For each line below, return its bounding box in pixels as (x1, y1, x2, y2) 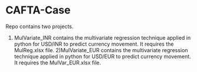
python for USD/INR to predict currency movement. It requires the (14, 40, 174, 47)
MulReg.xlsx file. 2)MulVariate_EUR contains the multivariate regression (14, 46, 188, 53)
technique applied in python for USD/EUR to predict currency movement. (14, 53, 191, 60)
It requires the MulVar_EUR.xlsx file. (14, 59, 101, 66)
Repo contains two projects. (5, 23, 74, 30)
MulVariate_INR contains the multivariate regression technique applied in (14, 34, 191, 41)
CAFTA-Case (5, 4, 71, 17)
